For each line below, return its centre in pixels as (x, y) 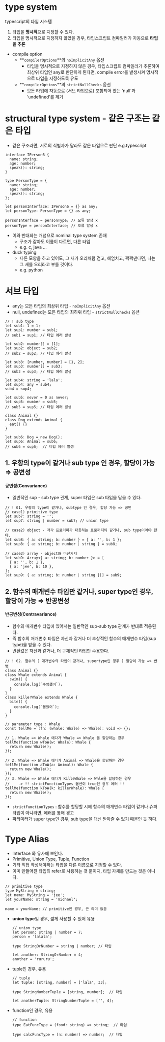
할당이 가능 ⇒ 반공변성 (37, 601)
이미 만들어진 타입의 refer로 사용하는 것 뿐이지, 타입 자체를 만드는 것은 (79, 871)
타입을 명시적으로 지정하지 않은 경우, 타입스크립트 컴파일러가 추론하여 (93, 66)
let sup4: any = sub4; (28, 384)
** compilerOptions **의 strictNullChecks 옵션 (65, 84)
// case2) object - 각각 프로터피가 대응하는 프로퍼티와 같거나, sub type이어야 (78, 530)
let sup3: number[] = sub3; (34, 366)
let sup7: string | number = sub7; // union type (57, 521)
